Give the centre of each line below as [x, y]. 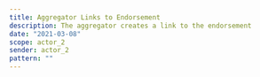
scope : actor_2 [37, 42]
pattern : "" [31, 58]
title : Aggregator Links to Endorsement [85, 17]
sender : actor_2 [39, 50]
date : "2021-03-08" [45, 34]
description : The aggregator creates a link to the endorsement [130, 26]
